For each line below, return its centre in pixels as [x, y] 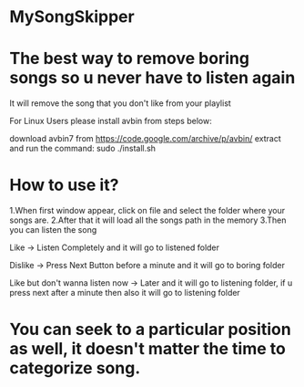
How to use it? [64, 185]
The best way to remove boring [130, 59]
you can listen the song [53, 230]
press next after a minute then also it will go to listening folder [125, 293]
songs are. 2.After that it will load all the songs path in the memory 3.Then [148, 220]
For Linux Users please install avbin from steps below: [111, 121]
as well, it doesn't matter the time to [148, 349]
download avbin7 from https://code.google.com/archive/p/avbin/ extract [146, 139]
